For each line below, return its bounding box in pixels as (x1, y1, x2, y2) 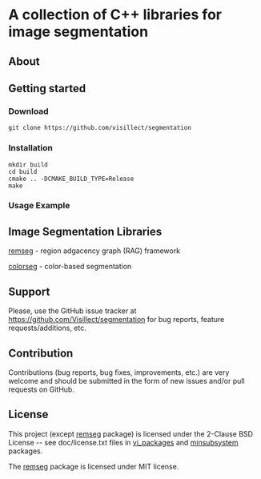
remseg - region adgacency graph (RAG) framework (8, 246, 181, 256)
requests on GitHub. (8, 384, 74, 394)
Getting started (8, 82, 86, 95)
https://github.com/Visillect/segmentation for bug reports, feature (8, 315, 225, 324)
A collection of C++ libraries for (8, 6, 223, 24)
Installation (8, 143, 54, 154)
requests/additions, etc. (8, 323, 86, 333)
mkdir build (8, 160, 48, 169)
